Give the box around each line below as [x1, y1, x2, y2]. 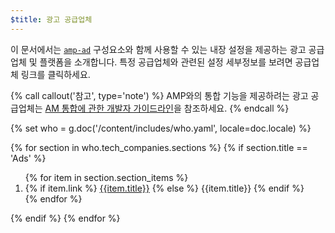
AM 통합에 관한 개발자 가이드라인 [44, 102, 174, 114]
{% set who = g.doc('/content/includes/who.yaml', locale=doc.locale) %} [10, 122, 312, 134]
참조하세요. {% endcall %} [183, 102, 290, 114]
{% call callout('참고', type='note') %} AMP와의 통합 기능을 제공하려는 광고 [10, 89, 309, 101]
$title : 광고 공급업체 [10, 14, 93, 25]
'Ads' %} [10, 152, 47, 164]
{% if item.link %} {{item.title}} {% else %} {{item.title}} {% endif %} [24, 182, 305, 194]
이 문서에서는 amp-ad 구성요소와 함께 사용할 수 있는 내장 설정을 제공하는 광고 [10, 43, 307, 55]
